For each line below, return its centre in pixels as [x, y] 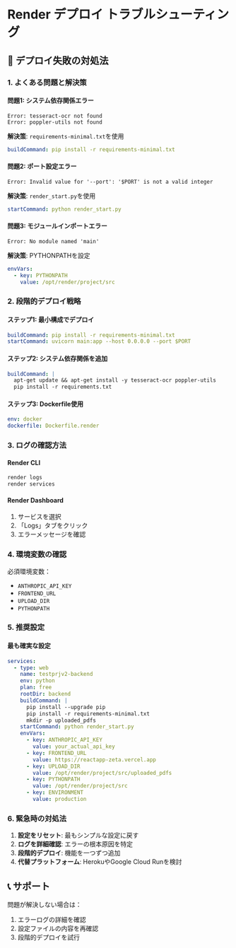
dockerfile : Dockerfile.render [53, 426]
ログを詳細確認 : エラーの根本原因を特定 [75, 844]
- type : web [31, 668]
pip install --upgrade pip [66, 707]
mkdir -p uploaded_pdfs [61, 720]
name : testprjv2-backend [57, 674]
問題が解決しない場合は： [45, 905]
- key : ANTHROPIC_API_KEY [64, 740]
